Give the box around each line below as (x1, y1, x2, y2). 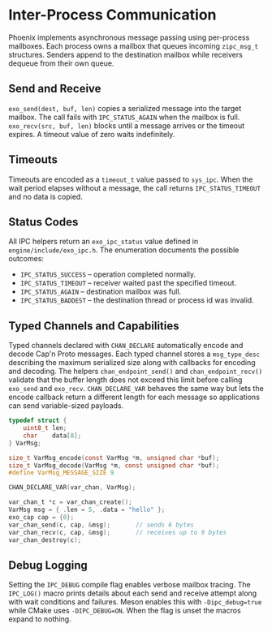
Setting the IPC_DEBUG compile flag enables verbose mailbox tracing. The (8, 580, 251, 590)
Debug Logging (8, 558, 88, 572)
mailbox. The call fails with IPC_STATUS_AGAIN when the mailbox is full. (8, 112, 240, 122)
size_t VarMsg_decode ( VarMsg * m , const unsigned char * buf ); (8, 461, 220, 470)
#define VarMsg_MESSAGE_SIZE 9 (8, 469, 114, 477)
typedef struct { (8, 416, 67, 425)
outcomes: (8, 254, 45, 264)
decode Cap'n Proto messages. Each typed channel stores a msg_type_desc (8, 349, 261, 359)
